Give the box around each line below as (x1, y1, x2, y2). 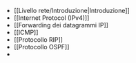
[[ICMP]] (13, 28, 39, 36)
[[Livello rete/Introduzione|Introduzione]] (13, 7, 130, 14)
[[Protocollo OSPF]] (13, 43, 70, 51)
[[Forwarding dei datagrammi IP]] (13, 21, 109, 29)
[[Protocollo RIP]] (13, 36, 64, 44)
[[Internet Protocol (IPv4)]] (13, 14, 90, 22)
